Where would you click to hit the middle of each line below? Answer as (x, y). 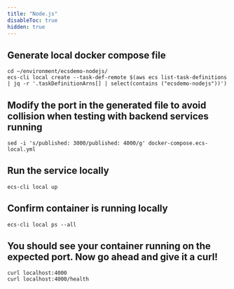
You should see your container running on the (109, 246)
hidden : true (26, 27)
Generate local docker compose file (87, 55)
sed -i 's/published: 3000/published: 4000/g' (76, 143)
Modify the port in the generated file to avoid (107, 105)
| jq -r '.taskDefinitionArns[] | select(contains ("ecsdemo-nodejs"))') (117, 84)
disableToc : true (33, 20)
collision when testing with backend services (108, 116)
